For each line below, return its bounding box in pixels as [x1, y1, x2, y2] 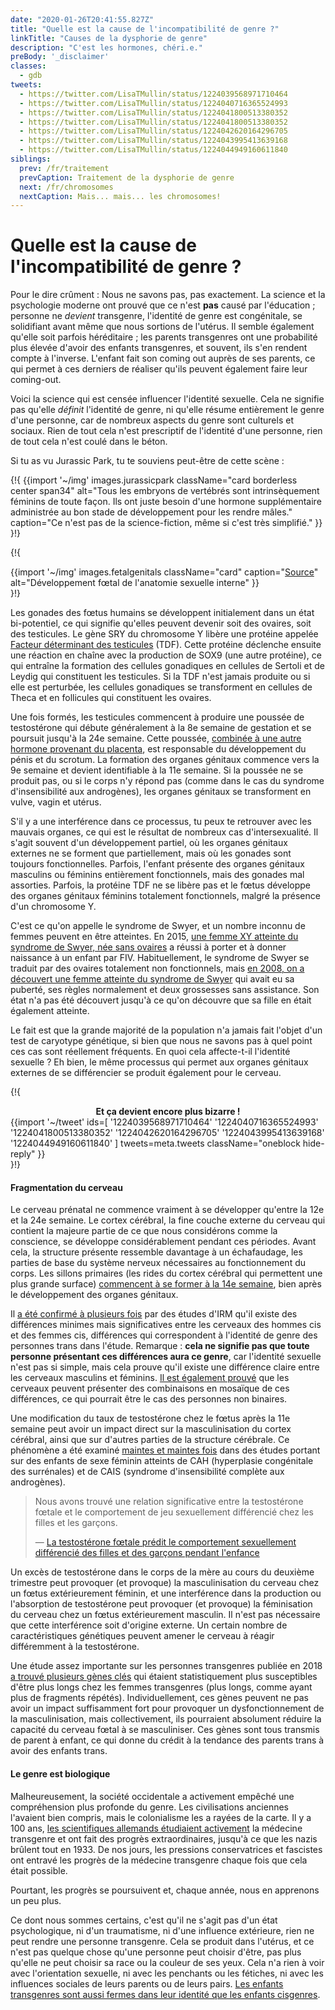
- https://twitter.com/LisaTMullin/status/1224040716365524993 [19, 98, 288, 108]
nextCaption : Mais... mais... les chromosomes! [19, 191, 222, 201]
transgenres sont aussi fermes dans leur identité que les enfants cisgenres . [10, 1988, 321, 2000]
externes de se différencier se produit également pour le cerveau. [10, 1067, 282, 1079]
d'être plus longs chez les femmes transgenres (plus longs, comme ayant [10, 1681, 313, 1693]
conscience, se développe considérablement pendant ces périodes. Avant [10, 1236, 317, 1248]
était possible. [10, 1864, 68, 1876]
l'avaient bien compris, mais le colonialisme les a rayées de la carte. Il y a [10, 1811, 312, 1823]
